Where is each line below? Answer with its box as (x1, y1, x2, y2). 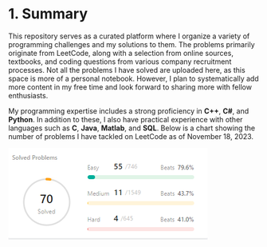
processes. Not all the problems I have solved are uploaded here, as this (8, 65, 245, 74)
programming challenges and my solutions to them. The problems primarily (8, 39, 255, 49)
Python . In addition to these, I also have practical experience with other (8, 114, 243, 124)
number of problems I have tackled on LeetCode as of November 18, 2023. (8, 131, 253, 141)
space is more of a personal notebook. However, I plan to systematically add (8, 74, 259, 83)
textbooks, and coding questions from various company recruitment (8, 57, 232, 66)
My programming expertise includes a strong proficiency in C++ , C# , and (8, 106, 249, 116)
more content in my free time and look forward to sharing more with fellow (8, 82, 253, 92)
